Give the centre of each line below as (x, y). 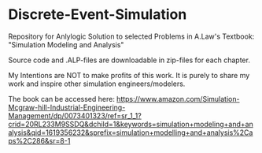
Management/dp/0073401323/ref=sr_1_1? (75, 115)
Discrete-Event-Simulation (98, 15)
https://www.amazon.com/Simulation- (178, 99)
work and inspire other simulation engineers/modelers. (97, 84)
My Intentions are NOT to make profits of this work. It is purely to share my (129, 75)
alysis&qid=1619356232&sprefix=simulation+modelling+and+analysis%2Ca (131, 132)
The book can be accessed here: (62, 99)
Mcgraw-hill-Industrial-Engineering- (67, 107)
